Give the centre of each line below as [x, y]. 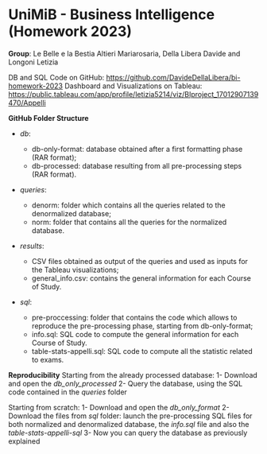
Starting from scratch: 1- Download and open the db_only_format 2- [119, 407]
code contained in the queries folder [68, 392]
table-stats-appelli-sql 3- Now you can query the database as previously [128, 433]
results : [32, 246]
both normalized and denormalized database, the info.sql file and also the [129, 424]
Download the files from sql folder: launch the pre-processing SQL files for [130, 416]
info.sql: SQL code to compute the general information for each [135, 334]
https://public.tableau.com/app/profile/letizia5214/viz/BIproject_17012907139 [133, 94]
